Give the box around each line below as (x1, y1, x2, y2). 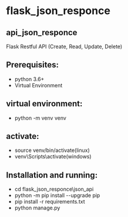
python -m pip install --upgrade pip (14, 192, 100, 199)
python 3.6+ (14, 75, 45, 83)
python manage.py (14, 204, 60, 212)
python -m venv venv (14, 114, 66, 121)
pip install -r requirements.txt (14, 198, 85, 205)
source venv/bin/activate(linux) (14, 147, 90, 154)
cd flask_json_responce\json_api (14, 186, 94, 193)
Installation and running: (6, 170, 98, 180)
